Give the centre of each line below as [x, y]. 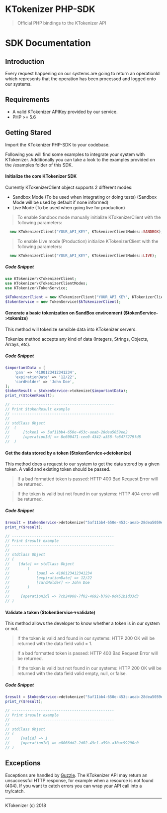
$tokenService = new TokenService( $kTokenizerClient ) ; [63, 302]
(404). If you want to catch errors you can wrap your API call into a [74, 786]
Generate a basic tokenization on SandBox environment [64, 313]
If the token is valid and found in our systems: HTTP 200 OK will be [86, 638]
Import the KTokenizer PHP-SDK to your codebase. [57, 144]
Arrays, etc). [18, 344]
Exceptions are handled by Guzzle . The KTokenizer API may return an [76, 775]
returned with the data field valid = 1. [55, 644]
